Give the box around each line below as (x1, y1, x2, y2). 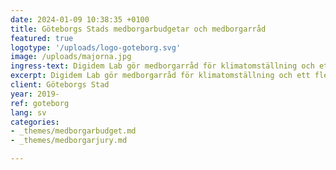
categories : (10, 117, 60, 127)
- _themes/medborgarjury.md (10, 136, 128, 146)
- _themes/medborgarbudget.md (10, 126, 137, 136)
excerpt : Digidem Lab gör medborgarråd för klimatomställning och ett (10, 71, 311, 81)
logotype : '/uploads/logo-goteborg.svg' (10, 42, 182, 53)
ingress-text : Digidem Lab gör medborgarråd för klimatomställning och (10, 61, 315, 71)
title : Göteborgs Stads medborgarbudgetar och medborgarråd (10, 24, 267, 34)
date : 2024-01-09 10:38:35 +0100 (10, 14, 150, 25)
